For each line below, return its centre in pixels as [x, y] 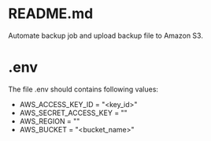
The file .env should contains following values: [83, 89]
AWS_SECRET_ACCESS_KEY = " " [73, 113]
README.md [51, 14]
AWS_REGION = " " [50, 121]
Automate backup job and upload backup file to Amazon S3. [105, 35]
